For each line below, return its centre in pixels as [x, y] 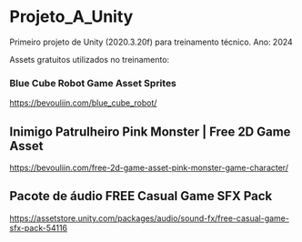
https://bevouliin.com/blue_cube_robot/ [83, 103]
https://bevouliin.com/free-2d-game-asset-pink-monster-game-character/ [149, 168]
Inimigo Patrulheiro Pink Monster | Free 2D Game [150, 131]
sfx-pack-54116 [39, 227]
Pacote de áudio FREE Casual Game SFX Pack [141, 196]
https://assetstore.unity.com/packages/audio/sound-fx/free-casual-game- [149, 218]
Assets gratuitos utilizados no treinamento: [90, 59]
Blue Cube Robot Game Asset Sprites [93, 83]
